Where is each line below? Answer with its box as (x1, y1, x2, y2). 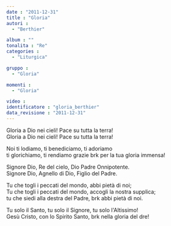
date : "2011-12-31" (6, 9, 59, 15)
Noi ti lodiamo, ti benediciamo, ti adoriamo (6, 145, 113, 152)
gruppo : (6, 65, 29, 71)
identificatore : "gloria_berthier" (6, 104, 100, 111)
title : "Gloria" (6, 15, 51, 21)
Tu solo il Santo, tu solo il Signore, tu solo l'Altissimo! (6, 206, 139, 214)
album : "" (6, 37, 34, 43)
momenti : (6, 82, 32, 88)
